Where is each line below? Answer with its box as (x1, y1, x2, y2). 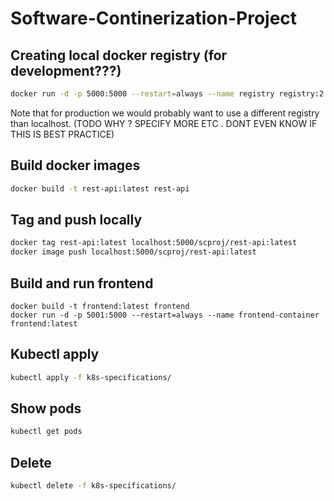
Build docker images (10, 157, 141, 174)
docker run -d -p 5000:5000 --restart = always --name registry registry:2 (10, 89, 325, 99)
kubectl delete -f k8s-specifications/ (10, 481, 177, 491)
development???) (10, 62, 122, 79)
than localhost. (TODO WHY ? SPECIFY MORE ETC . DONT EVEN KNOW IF (10, 117, 318, 129)
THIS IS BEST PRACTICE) (10, 128, 115, 140)
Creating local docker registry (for (10, 47, 228, 64)
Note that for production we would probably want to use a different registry (10, 107, 320, 119)
